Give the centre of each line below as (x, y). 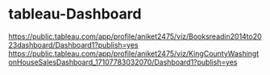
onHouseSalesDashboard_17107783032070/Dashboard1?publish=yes (123, 62)
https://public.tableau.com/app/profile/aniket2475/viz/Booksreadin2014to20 (135, 36)
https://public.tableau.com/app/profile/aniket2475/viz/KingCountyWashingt (134, 53)
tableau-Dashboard (75, 14)
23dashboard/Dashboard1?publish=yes (73, 44)
